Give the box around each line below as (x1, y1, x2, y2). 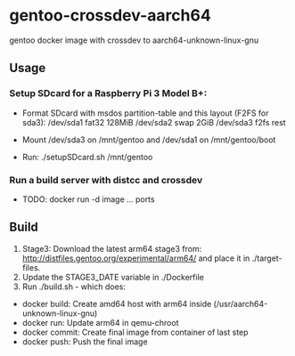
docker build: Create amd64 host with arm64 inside (21, 298, 212, 309)
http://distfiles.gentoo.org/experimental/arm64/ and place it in (21, 253, 250, 263)
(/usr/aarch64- (213, 298, 268, 309)
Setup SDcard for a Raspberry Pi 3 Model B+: (9, 87, 208, 100)
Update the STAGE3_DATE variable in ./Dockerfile (21, 271, 205, 282)
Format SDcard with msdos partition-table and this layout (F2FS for (21, 108, 269, 118)
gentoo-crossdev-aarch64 (9, 5, 211, 26)
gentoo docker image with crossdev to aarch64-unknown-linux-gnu (9, 35, 259, 45)
